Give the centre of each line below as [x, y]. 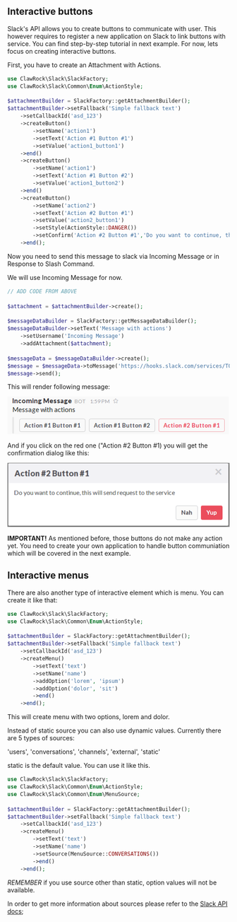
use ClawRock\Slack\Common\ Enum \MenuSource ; [74, 794]
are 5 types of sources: [41, 738]
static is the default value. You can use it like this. [79, 766]
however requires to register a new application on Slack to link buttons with [116, 36]
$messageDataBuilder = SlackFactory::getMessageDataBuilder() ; [102, 321]
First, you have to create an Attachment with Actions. [84, 65]
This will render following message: [59, 387]
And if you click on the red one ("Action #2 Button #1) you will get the [108, 445]
